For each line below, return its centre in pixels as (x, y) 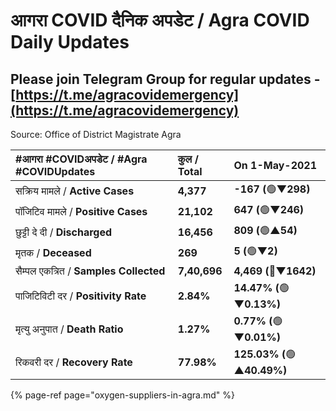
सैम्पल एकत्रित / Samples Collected (90, 271)
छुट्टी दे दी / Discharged (64, 232)
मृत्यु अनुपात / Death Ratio (69, 329)
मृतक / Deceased (53, 252)
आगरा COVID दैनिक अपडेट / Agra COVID (160, 20)
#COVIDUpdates (55, 171)
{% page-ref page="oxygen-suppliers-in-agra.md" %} (122, 395)
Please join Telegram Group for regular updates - (165, 79)
